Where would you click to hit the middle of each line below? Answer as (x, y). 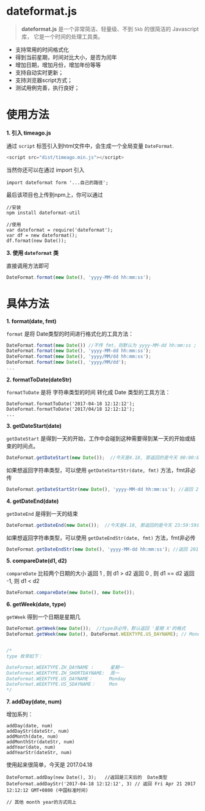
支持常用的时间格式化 (42, 50)
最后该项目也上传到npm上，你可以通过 (55, 194)
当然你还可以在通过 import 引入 (45, 170)
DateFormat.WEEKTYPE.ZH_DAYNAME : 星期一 (65, 667)
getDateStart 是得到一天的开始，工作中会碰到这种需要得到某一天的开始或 (98, 438)
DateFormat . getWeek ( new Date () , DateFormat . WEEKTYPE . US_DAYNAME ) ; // (97, 634)
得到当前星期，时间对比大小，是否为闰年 (66, 57)
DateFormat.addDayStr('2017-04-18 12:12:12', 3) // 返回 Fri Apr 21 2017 (101, 784)
